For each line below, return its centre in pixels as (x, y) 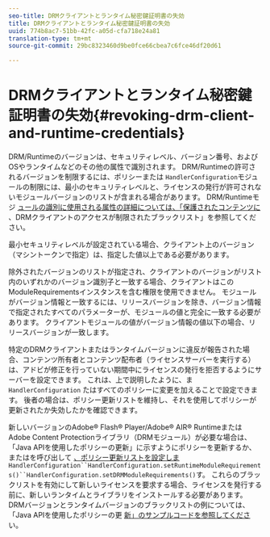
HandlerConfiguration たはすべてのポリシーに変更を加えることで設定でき (130, 390)
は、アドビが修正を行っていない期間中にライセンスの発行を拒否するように (132, 370)
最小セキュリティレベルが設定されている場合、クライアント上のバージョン (131, 245)
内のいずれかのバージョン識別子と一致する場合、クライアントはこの (121, 282)
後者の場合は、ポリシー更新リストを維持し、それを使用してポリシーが (140, 400)
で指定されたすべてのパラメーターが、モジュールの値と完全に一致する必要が (135, 313)
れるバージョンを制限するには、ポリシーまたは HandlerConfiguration (123, 177)
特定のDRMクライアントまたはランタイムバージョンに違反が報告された (126, 350)
